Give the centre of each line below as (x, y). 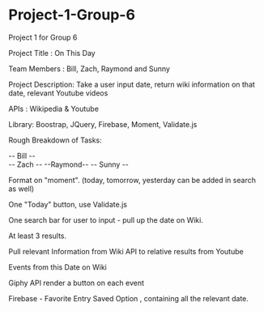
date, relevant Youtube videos (58, 93)
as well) (21, 189)
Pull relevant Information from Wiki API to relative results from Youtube (126, 251)
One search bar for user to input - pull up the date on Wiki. (106, 219)
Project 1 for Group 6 (43, 37)
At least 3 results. (38, 236)
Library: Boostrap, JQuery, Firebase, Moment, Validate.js (103, 124)
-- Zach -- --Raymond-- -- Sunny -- (69, 164)
